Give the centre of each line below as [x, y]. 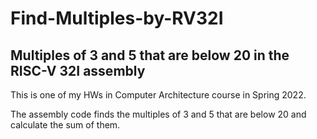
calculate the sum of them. [65, 125]
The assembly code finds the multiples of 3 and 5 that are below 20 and [158, 114]
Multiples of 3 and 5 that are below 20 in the [150, 55]
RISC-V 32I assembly [78, 70]
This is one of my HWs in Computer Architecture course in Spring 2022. [158, 95]
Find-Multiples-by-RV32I [117, 18]
